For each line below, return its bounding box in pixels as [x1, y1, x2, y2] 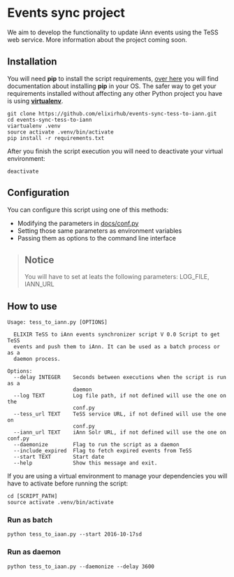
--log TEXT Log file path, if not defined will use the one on [13, 392, 227, 399]
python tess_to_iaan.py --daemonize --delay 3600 [7, 563, 155, 570]
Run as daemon [7, 547, 61, 557]
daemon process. [13, 355, 61, 363]
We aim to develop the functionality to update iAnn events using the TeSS [7, 28, 219, 36]
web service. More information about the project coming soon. [7, 35, 187, 43]
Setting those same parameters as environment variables [17, 226, 182, 235]
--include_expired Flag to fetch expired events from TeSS [13, 448, 192, 455]
